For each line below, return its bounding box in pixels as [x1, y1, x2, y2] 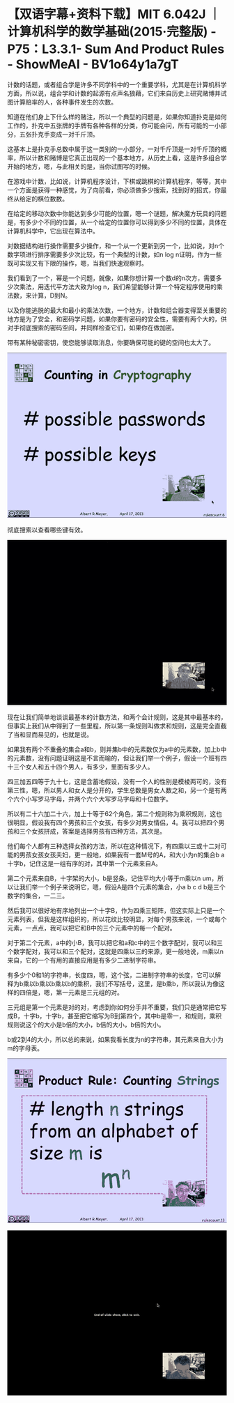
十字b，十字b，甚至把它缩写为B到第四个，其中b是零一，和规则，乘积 [23, 1011, 222, 1020]
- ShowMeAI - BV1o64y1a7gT [7, 56, 179, 72]
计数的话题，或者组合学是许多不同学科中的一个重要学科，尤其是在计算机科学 [7, 80, 227, 89]
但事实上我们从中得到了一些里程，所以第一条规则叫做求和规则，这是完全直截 [7, 721, 227, 730]
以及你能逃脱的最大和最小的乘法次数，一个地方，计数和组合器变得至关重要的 [7, 306, 227, 314]
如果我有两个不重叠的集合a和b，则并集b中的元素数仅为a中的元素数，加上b [7, 745, 221, 753]
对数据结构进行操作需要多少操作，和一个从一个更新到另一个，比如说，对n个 [7, 241, 225, 250]
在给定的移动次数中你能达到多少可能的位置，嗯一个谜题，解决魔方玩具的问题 [7, 209, 227, 217]
